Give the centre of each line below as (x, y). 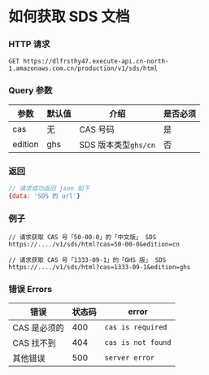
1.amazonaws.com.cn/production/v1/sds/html (83, 69)
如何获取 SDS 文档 (69, 17)
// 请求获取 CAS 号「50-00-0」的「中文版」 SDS (83, 238)
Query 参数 (30, 90)
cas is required (136, 327)
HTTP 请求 (29, 44)
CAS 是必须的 (38, 328)
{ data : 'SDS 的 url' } (44, 196)
